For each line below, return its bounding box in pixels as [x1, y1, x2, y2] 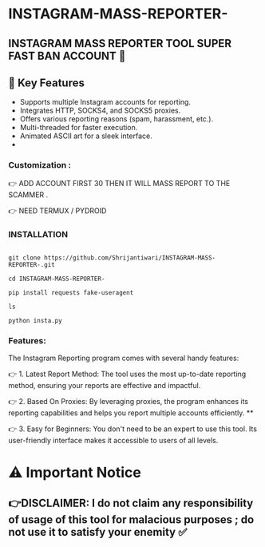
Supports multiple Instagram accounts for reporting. [19, 97, 192, 107]
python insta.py [8, 316, 62, 324]
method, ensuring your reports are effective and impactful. [8, 381, 201, 390]
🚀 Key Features [8, 76, 85, 89]
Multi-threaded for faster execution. [19, 123, 138, 133]
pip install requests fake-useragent [8, 288, 134, 296]
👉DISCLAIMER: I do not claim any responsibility [8, 496, 254, 509]
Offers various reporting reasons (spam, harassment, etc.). [19, 114, 214, 124]
